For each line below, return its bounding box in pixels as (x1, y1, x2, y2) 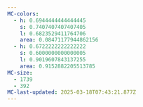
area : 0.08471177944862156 (20, 37, 99, 44)
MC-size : (7, 69, 33, 76)
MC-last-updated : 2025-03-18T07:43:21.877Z (7, 89, 137, 96)
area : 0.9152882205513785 (20, 63, 96, 70)
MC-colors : (7, 10, 39, 18)
